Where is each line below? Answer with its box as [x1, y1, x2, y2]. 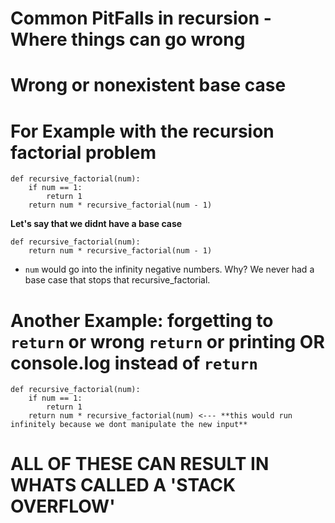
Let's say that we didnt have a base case [10, 218, 183, 230]
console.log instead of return [10, 352, 258, 374]
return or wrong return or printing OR [10, 330, 325, 353]
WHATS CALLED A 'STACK [10, 474, 237, 497]
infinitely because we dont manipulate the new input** [10, 420, 248, 430]
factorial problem [10, 141, 157, 164]
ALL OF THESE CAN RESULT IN [10, 453, 270, 476]
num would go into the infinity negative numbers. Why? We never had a [24, 263, 315, 276]
